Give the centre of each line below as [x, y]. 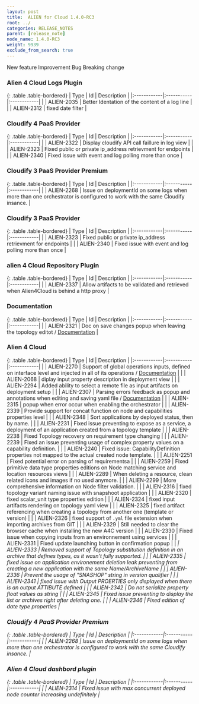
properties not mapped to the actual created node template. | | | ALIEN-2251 [99, 454]
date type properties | [33, 606]
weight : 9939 [23, 45]
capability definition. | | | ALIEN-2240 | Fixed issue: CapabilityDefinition [94, 449]
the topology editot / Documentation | [52, 332]
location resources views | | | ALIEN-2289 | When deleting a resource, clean [99, 473]
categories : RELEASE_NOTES [40, 28]
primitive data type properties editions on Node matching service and [92, 468]
